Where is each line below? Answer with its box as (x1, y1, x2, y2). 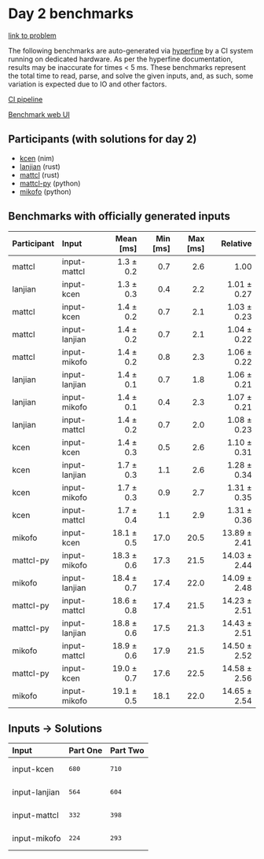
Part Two (109, 745, 145, 756)
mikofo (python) (19, 186, 72, 196)
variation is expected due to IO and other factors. (8, 79, 167, 89)
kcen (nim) (19, 153, 55, 163)
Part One (68, 745, 103, 756)
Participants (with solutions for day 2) (8, 133, 197, 146)
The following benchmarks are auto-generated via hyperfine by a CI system (8, 46, 254, 55)
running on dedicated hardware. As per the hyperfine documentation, (8, 54, 233, 64)
